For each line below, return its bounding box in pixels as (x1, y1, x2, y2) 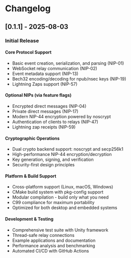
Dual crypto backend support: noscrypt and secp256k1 (12, 146, 124, 152)
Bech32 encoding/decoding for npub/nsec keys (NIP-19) (12, 76, 127, 81)
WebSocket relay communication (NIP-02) (12, 65, 98, 71)
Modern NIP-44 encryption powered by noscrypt (12, 113, 111, 119)
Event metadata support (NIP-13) (12, 71, 79, 77)
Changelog (5, 3, 51, 14)
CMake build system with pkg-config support (12, 189, 104, 195)
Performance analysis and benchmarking (12, 242, 95, 248)
